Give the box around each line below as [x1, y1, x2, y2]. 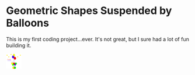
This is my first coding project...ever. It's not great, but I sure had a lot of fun [6, 35, 190, 42]
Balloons [6, 16, 50, 30]
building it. [6, 42, 32, 49]
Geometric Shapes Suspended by [6, 4, 172, 17]
